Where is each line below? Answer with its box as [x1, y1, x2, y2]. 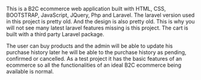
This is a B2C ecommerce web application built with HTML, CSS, [6, 5, 166, 12]
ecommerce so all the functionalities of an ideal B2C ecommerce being [6, 61, 182, 69]
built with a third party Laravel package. [6, 31, 104, 38]
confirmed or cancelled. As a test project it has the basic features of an [6, 55, 182, 62]
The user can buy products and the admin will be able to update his [6, 42, 173, 49]
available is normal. [6, 68, 54, 75]
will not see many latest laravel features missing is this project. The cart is [6, 24, 188, 31]
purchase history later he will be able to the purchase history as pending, [6, 49, 187, 56]
